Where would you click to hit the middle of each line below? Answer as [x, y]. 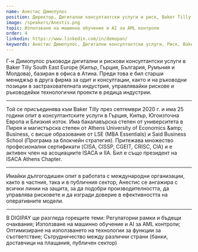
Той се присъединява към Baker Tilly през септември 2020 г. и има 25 [95, 109]
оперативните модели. [35, 201]
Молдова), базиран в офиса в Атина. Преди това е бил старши [85, 73]
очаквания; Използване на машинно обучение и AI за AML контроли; [93, 224]
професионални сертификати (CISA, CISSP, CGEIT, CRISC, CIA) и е [89, 146]
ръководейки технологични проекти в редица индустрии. [79, 92]
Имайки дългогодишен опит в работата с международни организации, [95, 176]
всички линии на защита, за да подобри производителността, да [88, 188]
